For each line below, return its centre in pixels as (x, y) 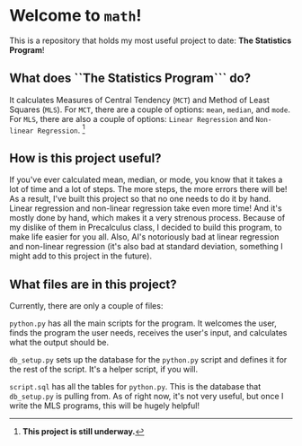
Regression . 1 (61, 129)
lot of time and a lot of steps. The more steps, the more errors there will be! (148, 189)
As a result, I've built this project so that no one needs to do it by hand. (140, 199)
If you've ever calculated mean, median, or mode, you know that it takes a (146, 179)
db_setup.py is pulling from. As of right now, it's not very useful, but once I (147, 397)
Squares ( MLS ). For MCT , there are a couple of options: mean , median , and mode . (150, 109)
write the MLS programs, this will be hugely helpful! (105, 406)
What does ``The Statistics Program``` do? (130, 79)
